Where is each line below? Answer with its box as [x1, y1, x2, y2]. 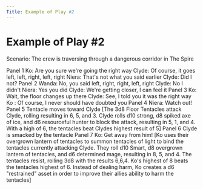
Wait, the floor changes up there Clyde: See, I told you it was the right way [6, 92, 192, 100]
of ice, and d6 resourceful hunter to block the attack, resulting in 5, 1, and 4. [6, 118, 196, 125]
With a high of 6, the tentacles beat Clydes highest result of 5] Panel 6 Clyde [6, 125, 198, 132]
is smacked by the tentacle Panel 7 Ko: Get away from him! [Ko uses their [6, 131, 189, 138]
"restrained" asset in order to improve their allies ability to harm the [6, 170, 174, 177]
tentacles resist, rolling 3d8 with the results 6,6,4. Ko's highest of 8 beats [6, 157, 188, 164]
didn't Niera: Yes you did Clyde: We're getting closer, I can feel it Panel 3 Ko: [6, 86, 197, 93]
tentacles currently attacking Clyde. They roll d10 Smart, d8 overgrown [6, 144, 183, 151]
